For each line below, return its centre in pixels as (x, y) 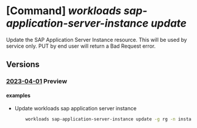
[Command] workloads (64, 11)
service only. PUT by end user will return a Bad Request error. (81, 46)
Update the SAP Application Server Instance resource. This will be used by (96, 40)
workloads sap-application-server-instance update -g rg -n (101, 119)
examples (18, 95)
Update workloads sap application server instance (76, 109)
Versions (23, 65)
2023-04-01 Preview (37, 81)
